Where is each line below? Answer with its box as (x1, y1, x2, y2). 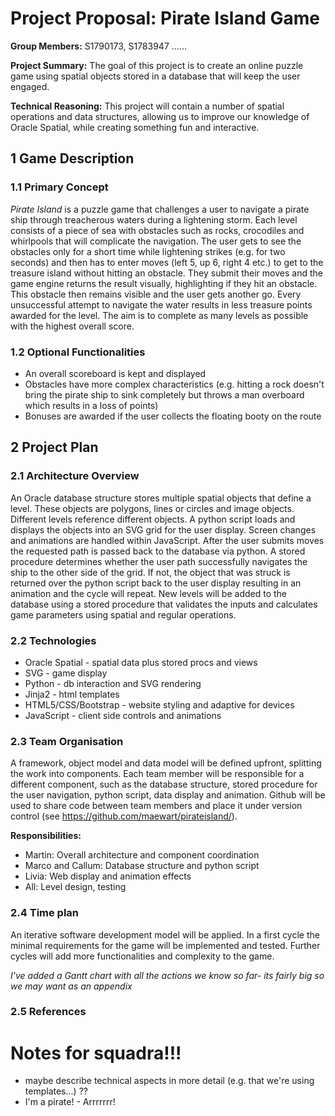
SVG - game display (24, 667, 108, 679)
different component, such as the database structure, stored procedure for (10, 778, 318, 791)
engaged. (10, 80, 50, 92)
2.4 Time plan (10, 906, 80, 920)
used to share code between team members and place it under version (10, 800, 303, 812)
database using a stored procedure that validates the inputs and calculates (10, 598, 318, 610)
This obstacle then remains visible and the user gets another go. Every (10, 288, 302, 300)
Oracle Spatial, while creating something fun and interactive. (10, 121, 260, 133)
